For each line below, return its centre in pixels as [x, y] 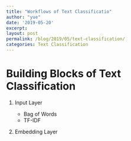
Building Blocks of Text [63, 74]
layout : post [22, 34]
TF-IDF [32, 120]
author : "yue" [24, 17]
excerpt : [17, 28]
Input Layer [28, 102]
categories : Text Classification [47, 45]
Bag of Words [40, 114]
